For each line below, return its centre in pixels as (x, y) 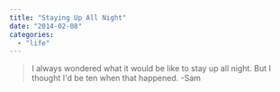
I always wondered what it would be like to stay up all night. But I (151, 69)
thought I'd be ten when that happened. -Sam (116, 78)
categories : (32, 34)
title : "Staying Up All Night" (68, 18)
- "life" (34, 43)
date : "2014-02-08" (46, 26)
